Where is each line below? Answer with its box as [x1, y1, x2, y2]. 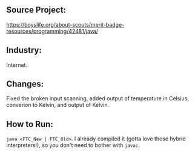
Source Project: [6, 5, 67, 15]
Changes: [6, 79, 44, 89]
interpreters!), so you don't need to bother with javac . [6, 142, 140, 149]
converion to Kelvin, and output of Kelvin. [6, 102, 110, 109]
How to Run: [6, 119, 53, 129]
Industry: [6, 45, 42, 55]
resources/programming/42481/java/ [6, 27, 98, 35]
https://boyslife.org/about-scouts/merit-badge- [6, 21, 125, 28]
